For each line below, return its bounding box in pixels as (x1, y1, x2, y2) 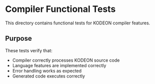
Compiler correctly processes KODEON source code (12, 57, 120, 63)
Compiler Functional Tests (5, 3, 116, 15)
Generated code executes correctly (12, 73, 85, 79)
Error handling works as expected (12, 68, 82, 74)
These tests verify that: (5, 47, 53, 53)
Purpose (5, 34, 32, 43)
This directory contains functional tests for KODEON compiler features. (5, 20, 151, 26)
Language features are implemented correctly (12, 62, 107, 68)
